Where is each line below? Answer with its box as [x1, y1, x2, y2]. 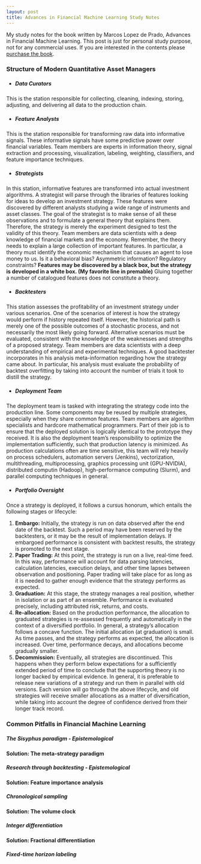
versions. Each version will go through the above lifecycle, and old [14, 686, 179, 693]
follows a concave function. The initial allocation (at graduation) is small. [14, 628, 194, 636]
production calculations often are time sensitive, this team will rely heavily [6, 447, 189, 455]
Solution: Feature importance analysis [6, 779, 104, 786]
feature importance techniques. [6, 156, 84, 163]
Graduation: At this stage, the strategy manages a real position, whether [14, 590, 194, 597]
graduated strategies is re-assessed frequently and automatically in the [14, 616, 192, 623]
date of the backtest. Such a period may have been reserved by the [14, 526, 182, 533]
